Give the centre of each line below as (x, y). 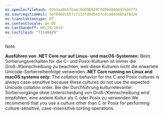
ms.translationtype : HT (30, 19)
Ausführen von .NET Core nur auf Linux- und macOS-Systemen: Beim (78, 56)
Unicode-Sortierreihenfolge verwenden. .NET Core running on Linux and (79, 72)
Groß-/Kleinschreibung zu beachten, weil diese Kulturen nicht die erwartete (82, 66)
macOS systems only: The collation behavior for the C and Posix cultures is (82, 77)
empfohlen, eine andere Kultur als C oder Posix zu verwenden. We (72, 98)
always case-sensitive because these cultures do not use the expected (77, 82)
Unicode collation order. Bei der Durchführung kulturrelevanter (68, 87)
